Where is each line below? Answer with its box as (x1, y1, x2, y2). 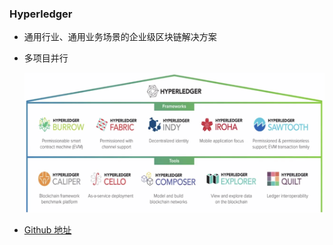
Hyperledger (9, 7, 73, 21)
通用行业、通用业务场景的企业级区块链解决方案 (23, 31, 217, 43)
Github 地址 (23, 223, 72, 236)
